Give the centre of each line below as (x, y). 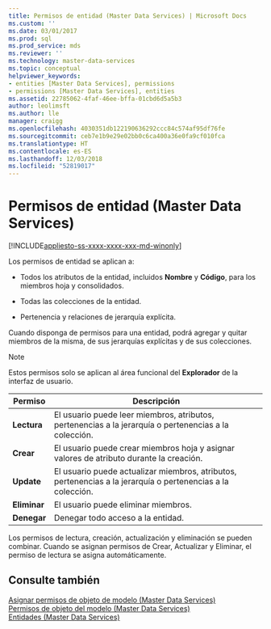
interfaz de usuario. (41, 382)
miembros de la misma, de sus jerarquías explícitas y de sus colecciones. (130, 341)
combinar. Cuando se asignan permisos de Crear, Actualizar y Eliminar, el (130, 547)
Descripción (156, 401)
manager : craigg (35, 121)
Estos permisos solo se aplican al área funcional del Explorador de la (123, 373)
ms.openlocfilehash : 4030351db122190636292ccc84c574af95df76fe (117, 129)
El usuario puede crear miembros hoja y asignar (144, 448)
